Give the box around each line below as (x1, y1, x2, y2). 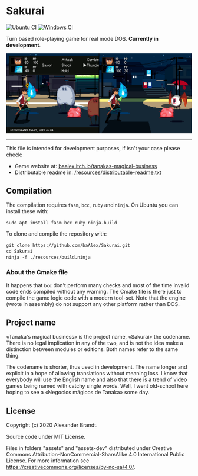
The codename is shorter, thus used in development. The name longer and (6, 364, 187, 371)
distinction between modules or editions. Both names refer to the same (6, 346, 179, 353)
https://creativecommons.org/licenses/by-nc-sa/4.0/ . (6, 464, 136, 471)
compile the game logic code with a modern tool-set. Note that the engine (6, 294, 186, 301)
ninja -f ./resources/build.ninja (6, 255, 91, 260)
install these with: (6, 208, 49, 215)
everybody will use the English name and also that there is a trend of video (6, 376, 187, 383)
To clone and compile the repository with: (6, 230, 107, 237)
